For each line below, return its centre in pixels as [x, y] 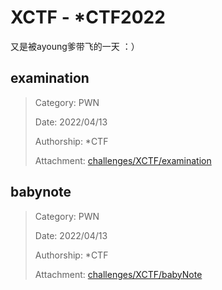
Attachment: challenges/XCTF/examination [123, 160]
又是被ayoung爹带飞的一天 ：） [75, 46]
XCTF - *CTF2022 [88, 17]
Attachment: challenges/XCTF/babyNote [118, 274]
